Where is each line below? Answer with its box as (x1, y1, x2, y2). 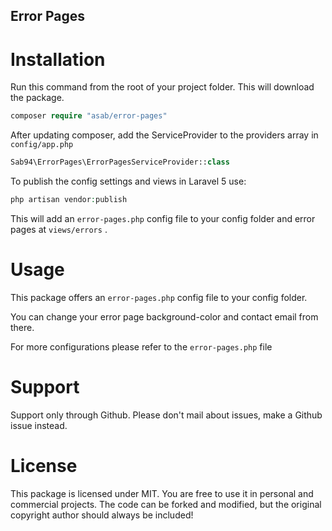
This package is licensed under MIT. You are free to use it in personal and (10, 487, 314, 499)
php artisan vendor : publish (10, 195, 128, 205)
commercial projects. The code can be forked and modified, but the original (10, 498, 322, 510)
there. (10, 321, 35, 333)
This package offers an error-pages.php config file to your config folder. (10, 291, 308, 303)
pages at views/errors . (10, 223, 108, 235)
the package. (10, 92, 65, 104)
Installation (10, 48, 106, 71)
